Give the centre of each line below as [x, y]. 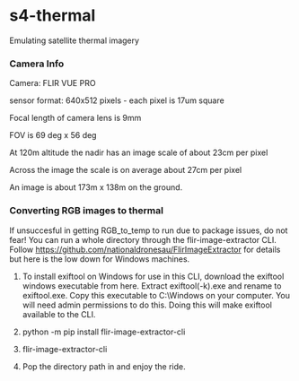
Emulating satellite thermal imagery [75, 40]
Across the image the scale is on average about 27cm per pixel [126, 170]
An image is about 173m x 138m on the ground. [96, 187]
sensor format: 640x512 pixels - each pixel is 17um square [117, 100]
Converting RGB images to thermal [87, 211]
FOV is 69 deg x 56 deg [53, 135]
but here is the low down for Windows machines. [100, 259]
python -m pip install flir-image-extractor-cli [104, 332]
